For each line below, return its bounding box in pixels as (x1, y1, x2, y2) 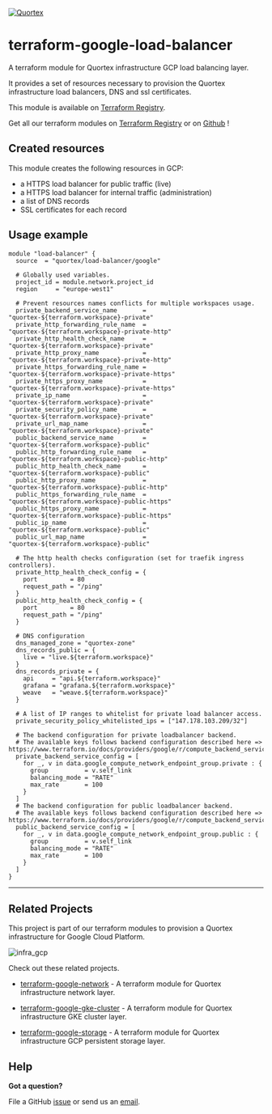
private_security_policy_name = (15, 405, 147, 413)
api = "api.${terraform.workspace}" (23, 674, 161, 683)
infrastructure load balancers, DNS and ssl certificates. (8, 87, 192, 96)
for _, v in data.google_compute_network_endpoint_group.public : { (23, 830, 259, 838)
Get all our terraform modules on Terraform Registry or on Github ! (8, 118, 230, 128)
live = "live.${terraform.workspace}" (23, 653, 154, 661)
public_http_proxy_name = (15, 476, 147, 485)
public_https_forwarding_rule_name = (15, 490, 147, 498)
